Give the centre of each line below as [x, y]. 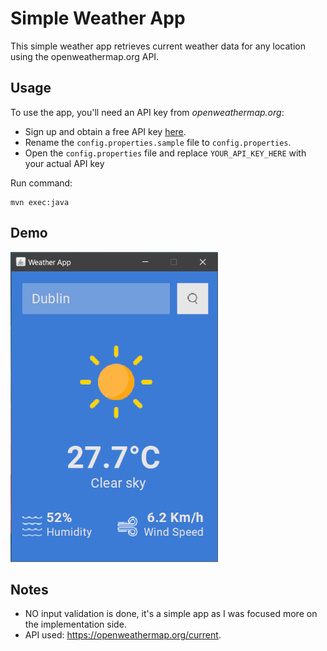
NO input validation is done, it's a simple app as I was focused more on [171, 614]
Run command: [41, 183]
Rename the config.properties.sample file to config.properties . [158, 142]
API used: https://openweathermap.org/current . [123, 635]
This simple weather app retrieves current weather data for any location [158, 46]
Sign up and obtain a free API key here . [105, 131]
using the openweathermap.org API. [85, 56]
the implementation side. [75, 624]
